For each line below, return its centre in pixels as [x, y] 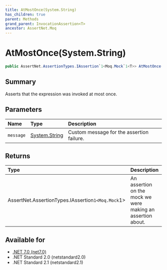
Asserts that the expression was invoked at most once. [61, 94]
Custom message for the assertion [108, 132]
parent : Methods [22, 19]
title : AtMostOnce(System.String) [41, 10]
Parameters [24, 110]
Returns [18, 156]
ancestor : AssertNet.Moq [31, 28]
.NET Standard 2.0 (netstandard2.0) [49, 257]
